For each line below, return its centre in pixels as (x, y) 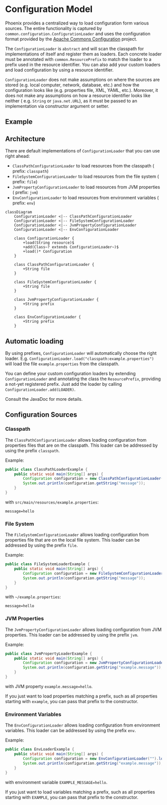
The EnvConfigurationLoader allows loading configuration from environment (83, 725)
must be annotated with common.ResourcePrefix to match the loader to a (78, 59)
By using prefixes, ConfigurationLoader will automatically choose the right (81, 353)
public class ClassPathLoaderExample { (46, 469)
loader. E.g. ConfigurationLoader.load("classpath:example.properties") (80, 358)
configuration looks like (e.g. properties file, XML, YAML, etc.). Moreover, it (82, 90)
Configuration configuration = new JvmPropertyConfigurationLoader (94, 663)
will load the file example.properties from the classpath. (62, 364)
